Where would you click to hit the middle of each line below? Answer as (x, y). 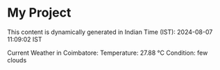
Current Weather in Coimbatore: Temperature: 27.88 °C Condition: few (108, 53)
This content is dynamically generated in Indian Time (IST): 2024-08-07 (110, 32)
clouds (17, 60)
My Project (39, 13)
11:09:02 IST (25, 39)
